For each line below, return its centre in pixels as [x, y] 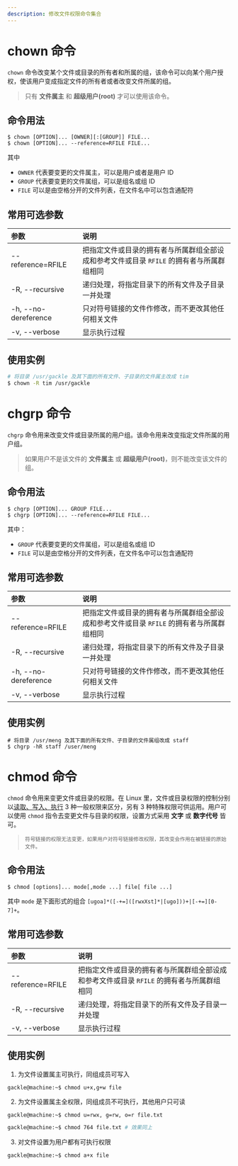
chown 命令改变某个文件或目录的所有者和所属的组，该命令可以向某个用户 [112, 72]
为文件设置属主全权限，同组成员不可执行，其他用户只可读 [101, 1102]
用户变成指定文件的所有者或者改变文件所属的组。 [103, 81]
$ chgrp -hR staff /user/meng [52, 747]
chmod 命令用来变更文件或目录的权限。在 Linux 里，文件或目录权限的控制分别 [119, 798]
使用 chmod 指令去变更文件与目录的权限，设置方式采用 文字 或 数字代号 [115, 816]
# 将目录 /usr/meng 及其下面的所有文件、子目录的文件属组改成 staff [98, 741]
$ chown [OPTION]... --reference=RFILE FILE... [79, 143]
